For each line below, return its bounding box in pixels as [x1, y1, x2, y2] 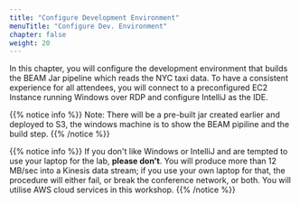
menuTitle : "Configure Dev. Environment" [9, 22, 168, 31]
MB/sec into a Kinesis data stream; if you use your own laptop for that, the [9, 165, 286, 176]
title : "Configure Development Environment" [9, 13, 180, 23]
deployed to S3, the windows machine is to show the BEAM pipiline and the [9, 119, 290, 130]
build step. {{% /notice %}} [9, 128, 110, 140]
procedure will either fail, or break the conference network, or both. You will [9, 175, 292, 186]
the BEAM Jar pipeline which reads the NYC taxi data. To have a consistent [9, 73, 289, 84]
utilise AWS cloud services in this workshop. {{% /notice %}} [9, 184, 237, 195]
